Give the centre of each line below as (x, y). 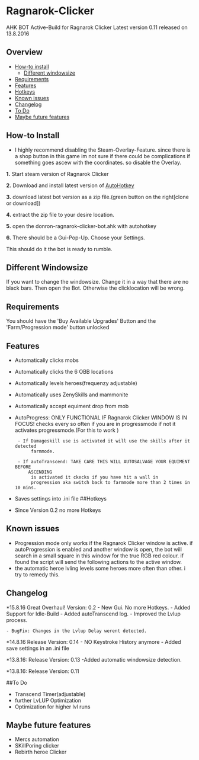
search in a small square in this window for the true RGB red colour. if (99, 556)
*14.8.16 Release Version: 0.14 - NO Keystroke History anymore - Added (94, 642)
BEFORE (23, 467)
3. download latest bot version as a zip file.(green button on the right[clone (98, 197)
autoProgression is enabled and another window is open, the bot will (98, 549)
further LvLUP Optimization (48, 700)
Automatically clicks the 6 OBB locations (64, 372)
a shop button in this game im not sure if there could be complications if (102, 156)
